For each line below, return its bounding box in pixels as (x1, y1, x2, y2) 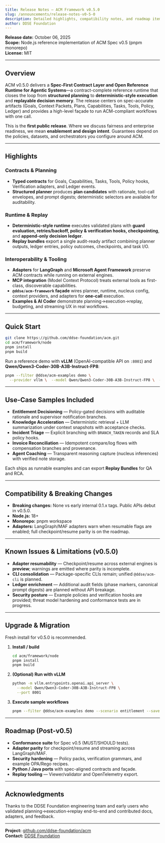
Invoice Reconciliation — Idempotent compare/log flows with (12, 440, 137, 446)
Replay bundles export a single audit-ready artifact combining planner (12, 238, 155, 244)
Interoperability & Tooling (5, 255, 67, 262)
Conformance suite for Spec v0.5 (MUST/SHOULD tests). (12, 740, 130, 746)
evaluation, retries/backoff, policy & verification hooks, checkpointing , (12, 228, 160, 234)
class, (12, 282, 25, 288)
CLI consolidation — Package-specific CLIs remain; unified (12, 571, 133, 577)
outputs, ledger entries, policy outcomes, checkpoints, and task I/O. (12, 244, 150, 250)
